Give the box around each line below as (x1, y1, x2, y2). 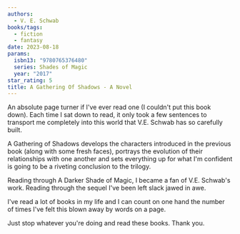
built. (7, 126, 23, 134)
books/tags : (7, 24, 43, 31)
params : (7, 51, 31, 58)
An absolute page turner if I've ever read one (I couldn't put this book (7, 103, 211, 111)
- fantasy (14, 37, 43, 44)
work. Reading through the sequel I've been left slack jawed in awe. (7, 183, 206, 193)
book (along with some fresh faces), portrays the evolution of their (7, 147, 204, 156)
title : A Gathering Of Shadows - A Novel (7, 83, 133, 91)
